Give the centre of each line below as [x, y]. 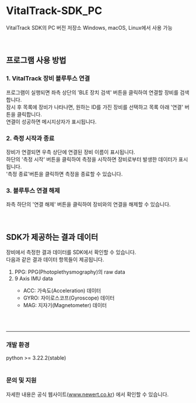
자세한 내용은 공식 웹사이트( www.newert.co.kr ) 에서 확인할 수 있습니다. [87, 394]
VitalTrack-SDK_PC [54, 11]
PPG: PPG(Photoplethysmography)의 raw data [70, 272]
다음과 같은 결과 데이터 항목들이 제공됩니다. [55, 260]
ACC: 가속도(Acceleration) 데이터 [62, 291]
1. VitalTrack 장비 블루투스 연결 [48, 78]
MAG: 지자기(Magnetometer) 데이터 [65, 305]
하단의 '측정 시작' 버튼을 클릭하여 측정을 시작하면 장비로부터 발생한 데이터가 [92, 159]
